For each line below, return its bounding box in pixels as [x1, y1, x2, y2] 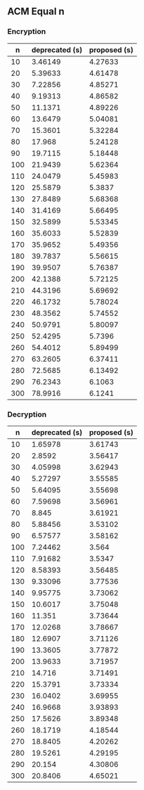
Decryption [7, 409, 47, 419]
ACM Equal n [7, 6, 65, 18]
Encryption [7, 27, 46, 37]
